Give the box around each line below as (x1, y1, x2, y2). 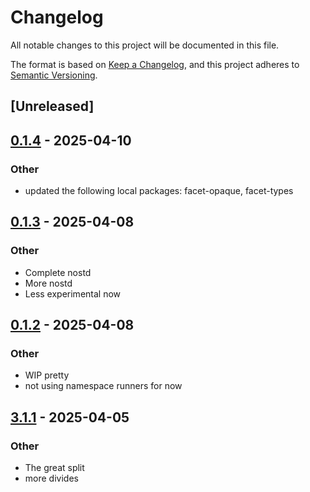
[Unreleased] (10, 98, 95, 115)
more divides (24, 472, 79, 485)
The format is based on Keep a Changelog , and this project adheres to (10, 58, 300, 70)
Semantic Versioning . (10, 69, 98, 81)
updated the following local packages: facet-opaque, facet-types (24, 185, 294, 197)
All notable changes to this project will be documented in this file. (10, 39, 280, 51)
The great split (24, 462, 85, 474)
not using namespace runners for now (24, 380, 183, 392)
